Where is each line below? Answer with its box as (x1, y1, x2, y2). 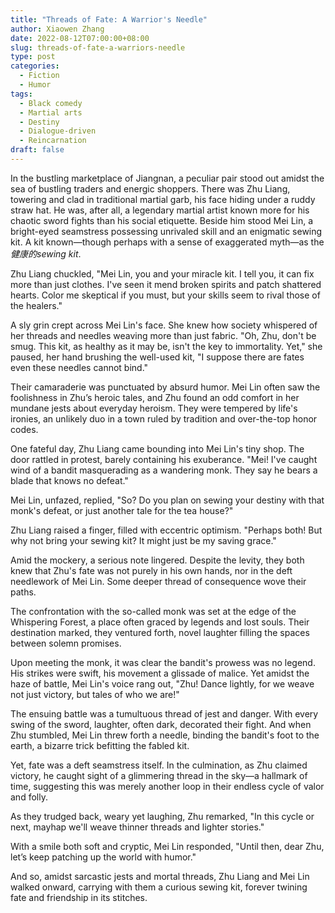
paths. (10, 586, 37, 598)
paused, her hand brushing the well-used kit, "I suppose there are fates (10, 351, 305, 363)
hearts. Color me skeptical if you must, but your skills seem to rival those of (10, 289, 321, 301)
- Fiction (19, 71, 60, 81)
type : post (10, 52, 56, 62)
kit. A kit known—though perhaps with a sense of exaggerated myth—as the (10, 236, 325, 248)
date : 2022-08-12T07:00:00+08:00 (10, 33, 150, 43)
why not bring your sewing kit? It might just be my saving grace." (10, 534, 277, 546)
